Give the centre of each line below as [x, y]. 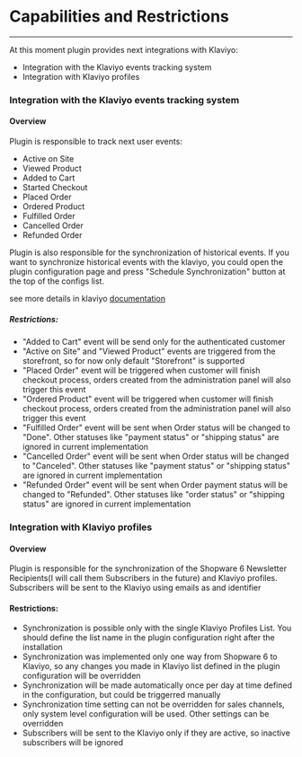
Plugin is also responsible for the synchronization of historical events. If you [149, 252]
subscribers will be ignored [73, 743]
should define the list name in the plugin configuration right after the [149, 638]
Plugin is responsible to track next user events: [96, 142]
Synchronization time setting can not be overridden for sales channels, [153, 704]
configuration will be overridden [81, 676]
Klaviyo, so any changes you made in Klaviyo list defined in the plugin [151, 666]
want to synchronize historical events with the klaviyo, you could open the [146, 262]
